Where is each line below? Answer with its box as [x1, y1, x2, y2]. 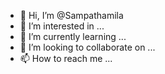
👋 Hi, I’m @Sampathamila [19, 10, 124, 21]
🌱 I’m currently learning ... [19, 31, 127, 42]
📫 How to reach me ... [19, 53, 113, 64]
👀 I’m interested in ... [19, 20, 105, 32]
